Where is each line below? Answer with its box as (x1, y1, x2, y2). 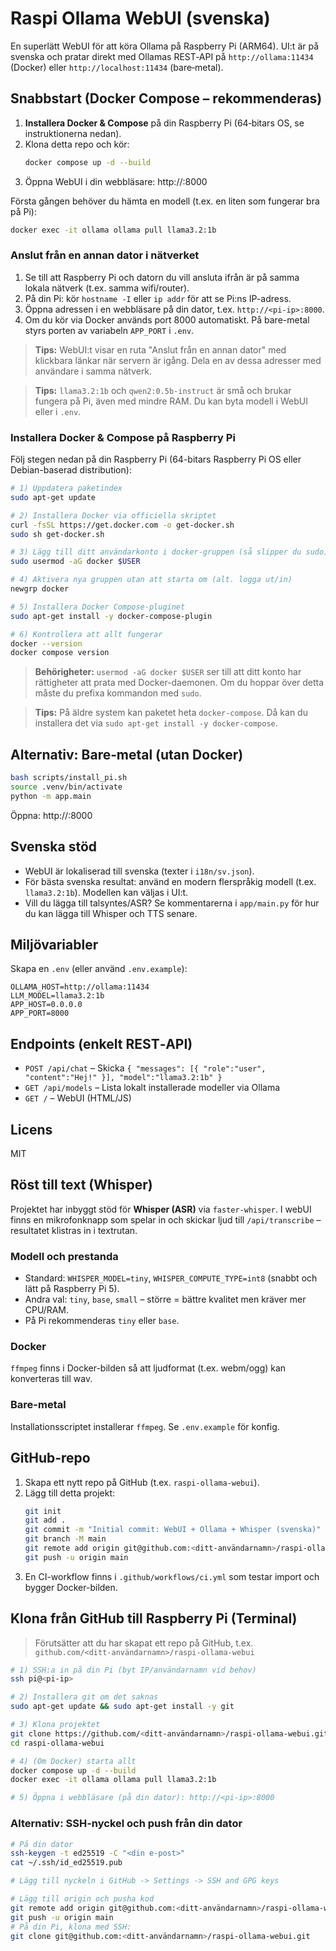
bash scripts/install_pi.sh (10, 773, 128, 783)
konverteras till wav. (10, 1373, 93, 1385)
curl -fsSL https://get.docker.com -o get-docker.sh (10, 520, 235, 530)
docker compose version (10, 648, 110, 658)
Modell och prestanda (10, 1249, 119, 1263)
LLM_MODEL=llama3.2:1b (10, 991, 105, 1001)
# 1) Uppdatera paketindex (10, 483, 123, 494)
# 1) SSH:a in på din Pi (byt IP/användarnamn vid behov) (10, 1665, 257, 1675)
